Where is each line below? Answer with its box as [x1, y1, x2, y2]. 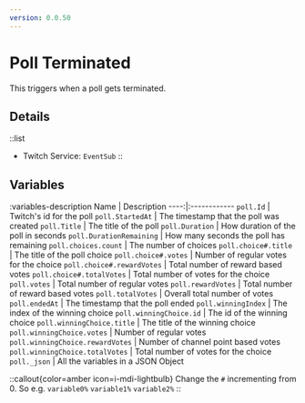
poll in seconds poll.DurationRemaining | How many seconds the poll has [9, 230, 285, 241]
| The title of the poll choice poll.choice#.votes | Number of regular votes [9, 249, 287, 260]
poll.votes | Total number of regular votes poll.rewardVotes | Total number [9, 278, 293, 289]
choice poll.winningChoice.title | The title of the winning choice [9, 317, 257, 328]
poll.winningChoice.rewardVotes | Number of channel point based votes [9, 337, 280, 348]
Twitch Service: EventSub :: [22, 151, 123, 162]
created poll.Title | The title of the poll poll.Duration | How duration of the [9, 220, 296, 232]
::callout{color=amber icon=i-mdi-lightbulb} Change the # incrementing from [9, 374, 297, 385]
